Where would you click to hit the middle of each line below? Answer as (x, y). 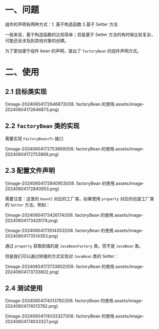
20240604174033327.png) (32, 322)
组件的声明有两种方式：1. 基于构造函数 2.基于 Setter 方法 (61, 24)
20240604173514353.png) (32, 236)
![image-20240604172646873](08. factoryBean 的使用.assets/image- (75, 104)
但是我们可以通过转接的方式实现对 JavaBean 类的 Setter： (62, 256)
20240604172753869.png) (32, 154)
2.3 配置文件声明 (30, 171)
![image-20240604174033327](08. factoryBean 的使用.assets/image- (75, 316)
